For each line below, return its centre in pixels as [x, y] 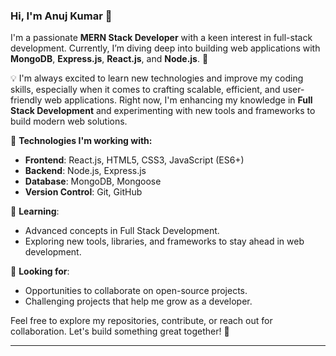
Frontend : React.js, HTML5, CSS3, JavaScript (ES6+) [134, 160]
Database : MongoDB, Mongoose [93, 181]
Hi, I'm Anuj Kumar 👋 [61, 16]
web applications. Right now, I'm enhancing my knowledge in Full [178, 100]
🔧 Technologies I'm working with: [81, 141]
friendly [26, 100]
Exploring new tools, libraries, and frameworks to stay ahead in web [164, 241]
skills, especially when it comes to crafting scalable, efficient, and [145, 90]
